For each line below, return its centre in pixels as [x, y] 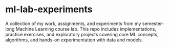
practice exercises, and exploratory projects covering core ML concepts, [82, 34]
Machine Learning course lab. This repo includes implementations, [86, 29]
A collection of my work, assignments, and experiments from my [73, 23]
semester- [153, 23]
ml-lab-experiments [49, 9]
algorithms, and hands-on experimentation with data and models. [74, 40]
